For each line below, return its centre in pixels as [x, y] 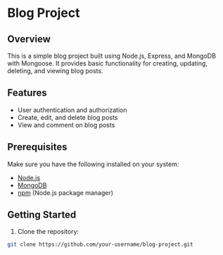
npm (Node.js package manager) [65, 192]
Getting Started [42, 215]
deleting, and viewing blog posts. [55, 71]
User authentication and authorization [72, 110]
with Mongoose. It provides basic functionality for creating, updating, [107, 63]
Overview [29, 39]
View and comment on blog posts [66, 125]
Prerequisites [37, 147]
